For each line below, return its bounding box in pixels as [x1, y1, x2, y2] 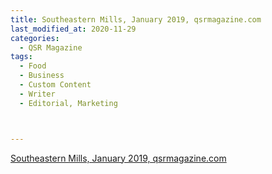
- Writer [19, 89, 56, 99]
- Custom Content [19, 80, 92, 90]
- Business [19, 71, 65, 81]
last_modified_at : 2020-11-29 [10, 24, 137, 34]
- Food [19, 61, 47, 71]
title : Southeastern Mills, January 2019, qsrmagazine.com [10, 14, 262, 25]
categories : [10, 33, 60, 43]
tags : [10, 52, 33, 62]
